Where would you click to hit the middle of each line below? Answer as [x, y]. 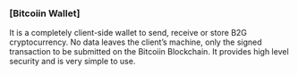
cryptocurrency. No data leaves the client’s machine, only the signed [136, 42]
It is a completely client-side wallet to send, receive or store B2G [128, 33]
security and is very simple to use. [72, 62]
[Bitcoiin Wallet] [45, 13]
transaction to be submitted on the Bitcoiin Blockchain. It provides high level [149, 52]
